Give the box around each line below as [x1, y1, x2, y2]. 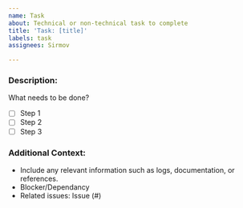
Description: [8, 75, 58, 86]
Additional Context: [8, 147, 87, 158]
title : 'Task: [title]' [8, 26, 88, 34]
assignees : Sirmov [8, 42, 70, 50]
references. [19, 174, 59, 183]
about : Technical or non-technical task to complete [8, 19, 188, 27]
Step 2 [19, 118, 43, 127]
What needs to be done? [8, 93, 90, 102]
